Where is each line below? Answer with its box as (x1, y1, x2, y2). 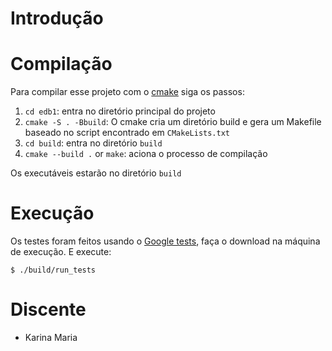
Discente (10, 298, 87, 321)
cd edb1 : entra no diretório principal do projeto (24, 105, 216, 117)
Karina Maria (24, 332, 78, 343)
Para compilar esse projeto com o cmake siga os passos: (10, 86, 245, 98)
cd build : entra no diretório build (24, 137, 163, 149)
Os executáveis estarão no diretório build (10, 167, 182, 179)
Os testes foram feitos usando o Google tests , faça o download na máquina (10, 235, 321, 247)
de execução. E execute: (10, 246, 112, 258)
